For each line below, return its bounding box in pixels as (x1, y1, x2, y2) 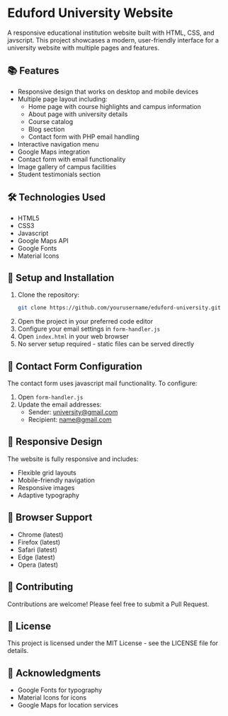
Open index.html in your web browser (17, 332, 129, 341)
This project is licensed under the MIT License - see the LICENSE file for (7, 639, 218, 647)
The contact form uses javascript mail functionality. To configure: (7, 379, 198, 387)
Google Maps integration (17, 147, 91, 156)
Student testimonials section (17, 170, 101, 178)
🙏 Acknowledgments (7, 667, 101, 679)
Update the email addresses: (17, 400, 102, 409)
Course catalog (28, 117, 74, 125)
